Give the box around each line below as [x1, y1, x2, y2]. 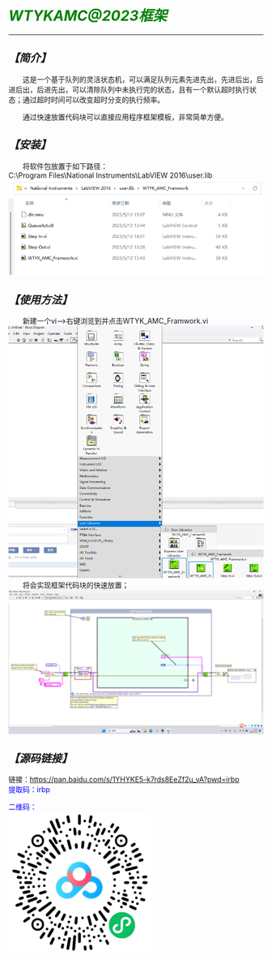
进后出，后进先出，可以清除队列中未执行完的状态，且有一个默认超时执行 [8, 84, 249, 94]
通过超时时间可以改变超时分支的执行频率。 [22, 94, 164, 105]
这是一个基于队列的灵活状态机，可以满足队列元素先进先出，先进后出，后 [23, 74, 264, 84]
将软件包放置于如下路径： [23, 161, 108, 170]
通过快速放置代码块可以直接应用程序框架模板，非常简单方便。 [23, 112, 228, 122]
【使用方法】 [8, 293, 73, 307]
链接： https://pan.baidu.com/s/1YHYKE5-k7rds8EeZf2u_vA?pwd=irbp [8, 775, 240, 785]
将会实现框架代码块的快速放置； [23, 580, 130, 590]
